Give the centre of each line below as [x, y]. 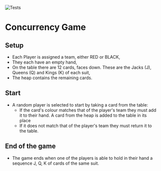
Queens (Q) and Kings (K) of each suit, [51, 73]
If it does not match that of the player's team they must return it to [86, 126]
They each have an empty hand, [44, 62]
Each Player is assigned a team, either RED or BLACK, [66, 57]
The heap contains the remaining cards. [52, 78]
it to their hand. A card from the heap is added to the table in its [83, 115]
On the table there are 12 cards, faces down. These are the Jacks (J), [82, 67]
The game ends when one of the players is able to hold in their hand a [82, 158]
